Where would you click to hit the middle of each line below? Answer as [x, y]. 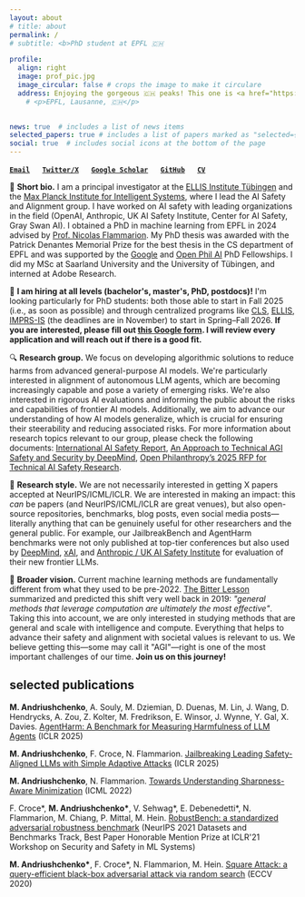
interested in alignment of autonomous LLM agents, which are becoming [145, 380]
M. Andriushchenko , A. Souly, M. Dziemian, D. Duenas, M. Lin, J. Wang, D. [149, 707]
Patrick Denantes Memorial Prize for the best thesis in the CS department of [152, 245]
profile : [26, 60]
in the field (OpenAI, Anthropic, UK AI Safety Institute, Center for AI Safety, [149, 216]
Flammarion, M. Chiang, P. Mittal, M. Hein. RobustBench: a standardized [144, 817]
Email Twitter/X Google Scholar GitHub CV [108, 170]
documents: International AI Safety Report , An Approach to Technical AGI [146, 448]
